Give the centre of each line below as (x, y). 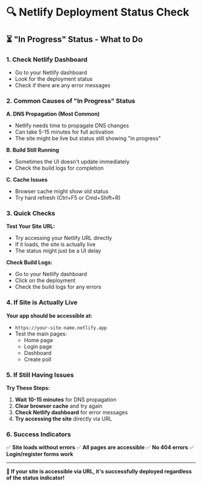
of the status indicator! (35, 478)
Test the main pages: (41, 334)
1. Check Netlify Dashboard (47, 60)
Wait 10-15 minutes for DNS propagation (66, 400)
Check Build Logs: (29, 262)
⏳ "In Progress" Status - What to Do (75, 39)
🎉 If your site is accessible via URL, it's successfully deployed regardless (99, 472)
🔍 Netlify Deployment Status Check (98, 12)
